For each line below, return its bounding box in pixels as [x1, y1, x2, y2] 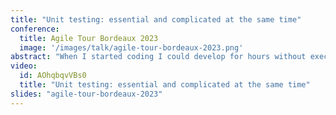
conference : [10, 24, 60, 34]
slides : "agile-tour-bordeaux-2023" [10, 89, 163, 99]
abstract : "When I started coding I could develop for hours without [10, 52, 307, 62]
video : [10, 61, 38, 71]
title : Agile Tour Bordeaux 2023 [19, 33, 159, 43]
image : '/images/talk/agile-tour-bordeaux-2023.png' [19, 42, 244, 53]
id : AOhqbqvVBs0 [19, 71, 87, 81]
